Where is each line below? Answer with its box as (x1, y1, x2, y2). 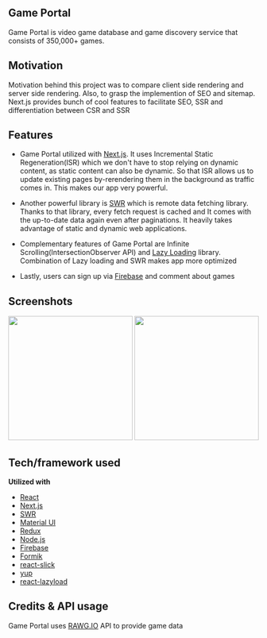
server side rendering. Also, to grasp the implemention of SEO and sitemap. (8, 88, 256, 98)
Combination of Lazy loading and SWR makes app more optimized (19, 256, 237, 265)
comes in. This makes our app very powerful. (19, 183, 168, 193)
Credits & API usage (8, 600, 109, 613)
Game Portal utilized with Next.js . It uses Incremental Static (19, 149, 214, 159)
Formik (19, 551, 43, 561)
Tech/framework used (8, 456, 121, 470)
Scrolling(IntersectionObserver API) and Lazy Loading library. (19, 248, 221, 257)
